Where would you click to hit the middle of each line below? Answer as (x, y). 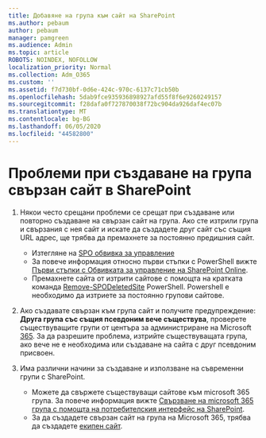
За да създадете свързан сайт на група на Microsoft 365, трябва (141, 417)
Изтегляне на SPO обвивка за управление (103, 253)
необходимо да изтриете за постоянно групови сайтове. (128, 295)
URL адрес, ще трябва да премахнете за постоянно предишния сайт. (137, 237)
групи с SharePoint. (52, 376)
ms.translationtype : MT (48, 112)
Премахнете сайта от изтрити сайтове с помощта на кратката (137, 278)
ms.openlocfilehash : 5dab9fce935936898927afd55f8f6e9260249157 (115, 97)
